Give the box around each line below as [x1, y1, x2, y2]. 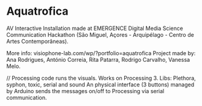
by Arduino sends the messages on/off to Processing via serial [6, 87, 165, 94]
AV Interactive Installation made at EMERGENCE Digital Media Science [6, 25, 184, 32]
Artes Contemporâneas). [6, 37, 69, 45]
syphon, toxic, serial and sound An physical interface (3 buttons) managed [6, 81, 195, 88]
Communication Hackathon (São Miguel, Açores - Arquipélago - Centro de [6, 31, 195, 38]
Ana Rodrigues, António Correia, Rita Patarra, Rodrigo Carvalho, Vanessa [6, 56, 190, 63]
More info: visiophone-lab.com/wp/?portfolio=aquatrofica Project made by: [6, 49, 196, 56]
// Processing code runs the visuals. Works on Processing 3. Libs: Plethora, [6, 74, 196, 81]
